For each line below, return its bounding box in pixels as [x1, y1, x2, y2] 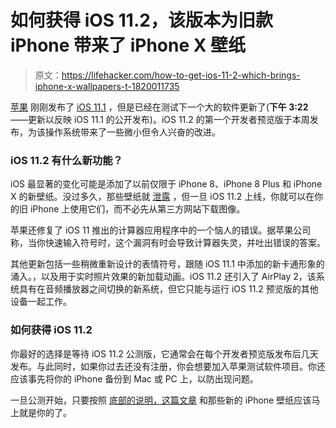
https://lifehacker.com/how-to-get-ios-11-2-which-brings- [61, 69, 301, 81]
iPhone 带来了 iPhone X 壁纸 [10, 34, 247, 57]
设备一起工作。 [10, 296, 72, 308]
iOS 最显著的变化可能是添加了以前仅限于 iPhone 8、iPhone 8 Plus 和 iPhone [10, 178, 323, 190]
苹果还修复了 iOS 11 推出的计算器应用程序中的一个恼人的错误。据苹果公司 [10, 224, 312, 236]
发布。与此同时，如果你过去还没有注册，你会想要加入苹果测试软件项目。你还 [10, 360, 326, 372]
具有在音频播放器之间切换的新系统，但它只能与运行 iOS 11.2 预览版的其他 [18, 283, 319, 295]
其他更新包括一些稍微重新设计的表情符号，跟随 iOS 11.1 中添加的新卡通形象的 [10, 258, 325, 270]
